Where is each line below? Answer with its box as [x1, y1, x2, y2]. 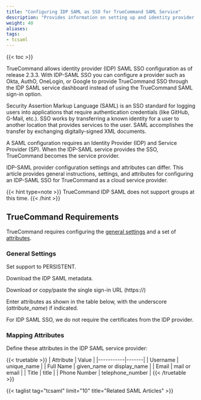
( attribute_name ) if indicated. [6, 304, 79, 312]
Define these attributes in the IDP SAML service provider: [6, 345, 148, 352]
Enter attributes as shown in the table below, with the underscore [6, 298, 167, 306]
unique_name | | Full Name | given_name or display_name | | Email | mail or [6, 363, 191, 370]
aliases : [6, 25, 28, 32]
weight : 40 [6, 20, 34, 26]
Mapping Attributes [6, 331, 65, 340]
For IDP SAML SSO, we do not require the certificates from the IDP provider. [6, 316, 194, 324]
